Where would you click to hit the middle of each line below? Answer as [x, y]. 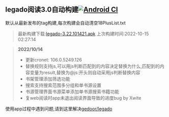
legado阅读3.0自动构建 [42, 10]
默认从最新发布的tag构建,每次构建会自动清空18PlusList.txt [65, 23]
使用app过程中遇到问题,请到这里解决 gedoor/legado [59, 108]
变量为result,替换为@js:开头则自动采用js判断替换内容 [85, 72]
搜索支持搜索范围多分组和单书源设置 [63, 85]
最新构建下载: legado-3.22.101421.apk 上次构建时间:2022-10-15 [83, 34]
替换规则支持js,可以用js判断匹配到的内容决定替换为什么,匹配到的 [93, 66]
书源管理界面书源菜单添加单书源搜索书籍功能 [72, 92]
